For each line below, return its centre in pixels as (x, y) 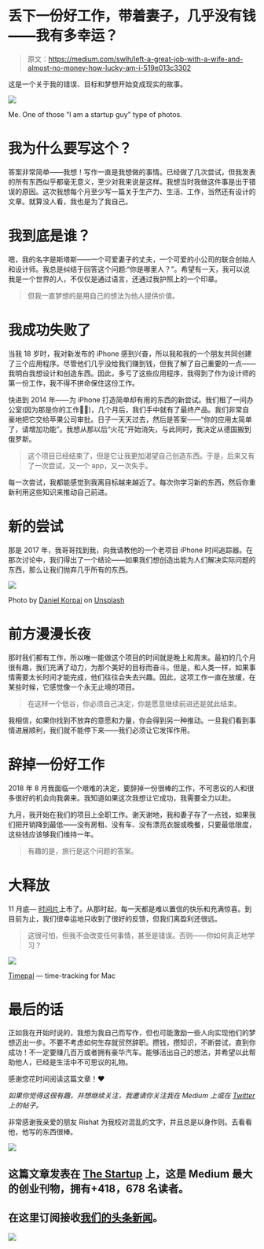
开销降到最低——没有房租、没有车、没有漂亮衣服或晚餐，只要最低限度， (139, 824)
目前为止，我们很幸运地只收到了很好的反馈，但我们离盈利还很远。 (115, 918)
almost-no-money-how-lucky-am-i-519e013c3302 (109, 68)
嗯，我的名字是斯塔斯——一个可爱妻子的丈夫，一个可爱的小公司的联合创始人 (132, 259)
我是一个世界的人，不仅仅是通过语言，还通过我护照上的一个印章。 (115, 279)
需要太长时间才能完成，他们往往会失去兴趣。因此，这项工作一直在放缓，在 (135, 677)
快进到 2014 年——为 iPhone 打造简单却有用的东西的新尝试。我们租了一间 (128, 399)
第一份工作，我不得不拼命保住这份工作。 (73, 383)
